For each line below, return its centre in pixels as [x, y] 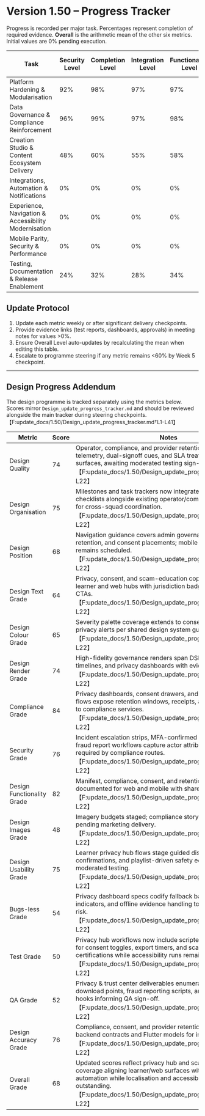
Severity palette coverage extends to [128, 622]
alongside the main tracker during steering [60, 414]
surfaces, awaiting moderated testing [129, 463]
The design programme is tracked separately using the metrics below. [94, 402]
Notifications [28, 196]
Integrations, [27, 180]
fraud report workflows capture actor [128, 745]
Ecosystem [25, 163]
